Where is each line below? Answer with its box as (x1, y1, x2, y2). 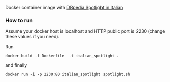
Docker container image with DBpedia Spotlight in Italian (5, 5, 123, 10)
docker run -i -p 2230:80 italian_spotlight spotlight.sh (5, 72, 130, 77)
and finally (5, 62, 27, 68)
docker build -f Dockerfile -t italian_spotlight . (5, 53, 119, 59)
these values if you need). (5, 34, 60, 40)
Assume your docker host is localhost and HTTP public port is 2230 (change (5, 28, 165, 34)
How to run (5, 17, 33, 24)
